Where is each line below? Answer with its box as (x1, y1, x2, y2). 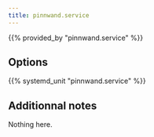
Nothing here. (8, 120, 53, 129)
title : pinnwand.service (8, 11, 90, 20)
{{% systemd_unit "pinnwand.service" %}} (8, 76, 147, 86)
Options (8, 56, 49, 69)
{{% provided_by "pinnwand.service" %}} (8, 33, 144, 42)
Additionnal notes (8, 99, 97, 112)
